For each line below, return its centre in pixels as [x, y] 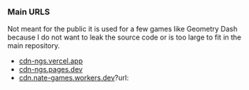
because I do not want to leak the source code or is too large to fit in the [124, 37]
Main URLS [29, 12]
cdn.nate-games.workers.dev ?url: [74, 78]
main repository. [34, 46]
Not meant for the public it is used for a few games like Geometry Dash [123, 29]
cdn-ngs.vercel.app [51, 61]
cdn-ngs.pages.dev [51, 69]
